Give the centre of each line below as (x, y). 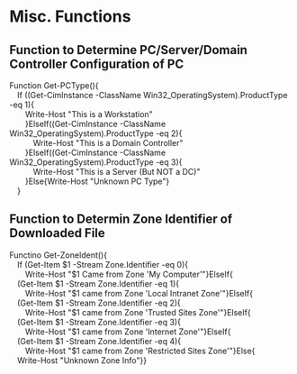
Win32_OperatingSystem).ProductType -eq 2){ (96, 133)
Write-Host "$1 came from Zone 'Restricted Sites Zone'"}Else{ (140, 351)
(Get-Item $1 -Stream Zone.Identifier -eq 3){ (99, 322)
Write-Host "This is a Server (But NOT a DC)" (117, 172)
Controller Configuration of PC (97, 64)
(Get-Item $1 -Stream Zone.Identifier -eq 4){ (99, 341)
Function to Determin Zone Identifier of (121, 219)
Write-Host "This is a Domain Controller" (108, 143)
